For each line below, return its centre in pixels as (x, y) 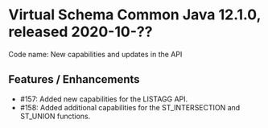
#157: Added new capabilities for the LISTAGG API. (104, 99)
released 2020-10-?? (80, 32)
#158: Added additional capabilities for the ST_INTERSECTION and (130, 107)
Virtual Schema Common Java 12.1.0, (135, 15)
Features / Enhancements (74, 79)
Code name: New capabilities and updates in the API (95, 54)
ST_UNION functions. (55, 116)
